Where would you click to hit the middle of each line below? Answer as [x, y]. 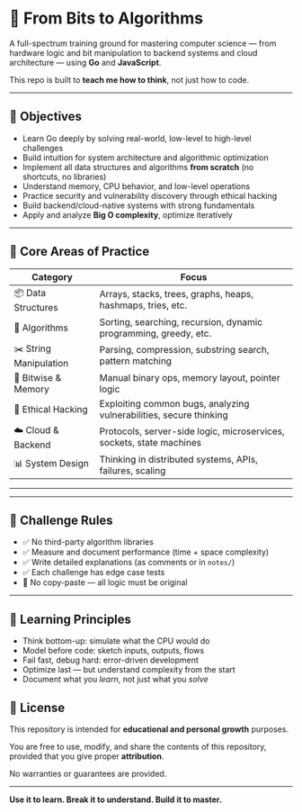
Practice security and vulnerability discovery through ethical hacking [150, 195]
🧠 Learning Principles [71, 619]
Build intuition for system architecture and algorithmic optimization [145, 158]
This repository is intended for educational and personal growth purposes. [149, 729]
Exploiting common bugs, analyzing [174, 403]
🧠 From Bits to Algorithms [107, 18]
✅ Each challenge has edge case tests [93, 573]
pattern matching [136, 361]
